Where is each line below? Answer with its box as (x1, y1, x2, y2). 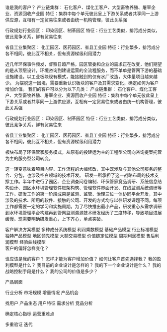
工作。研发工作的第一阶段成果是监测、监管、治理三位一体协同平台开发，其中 (5, 191, 162, 197)
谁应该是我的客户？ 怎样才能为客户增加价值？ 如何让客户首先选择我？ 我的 (5, 256, 157, 262)
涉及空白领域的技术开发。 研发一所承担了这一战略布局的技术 (31, 172, 155, 178)
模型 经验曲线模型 (9, 239, 46, 245)
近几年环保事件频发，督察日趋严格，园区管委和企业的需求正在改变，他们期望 (5, 61, 162, 67)
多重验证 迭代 (5, 322, 33, 327)
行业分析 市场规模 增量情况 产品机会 (5, 290, 79, 296)
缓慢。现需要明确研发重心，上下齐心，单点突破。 (5, 216, 105, 222)
